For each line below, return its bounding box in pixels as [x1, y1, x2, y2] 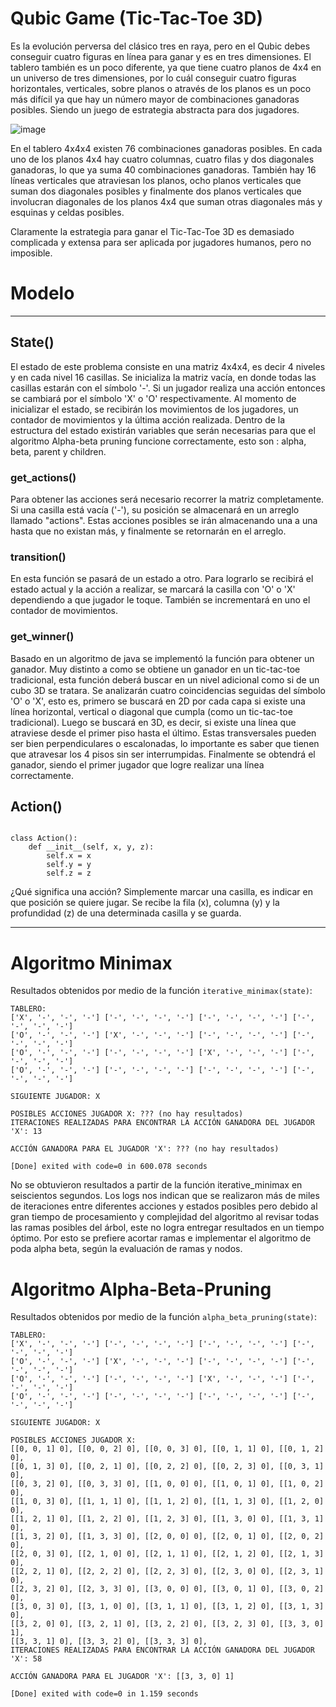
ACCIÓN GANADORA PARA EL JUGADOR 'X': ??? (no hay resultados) [10, 1144, 280, 1154]
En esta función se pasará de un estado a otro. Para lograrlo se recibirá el [10, 573, 314, 585]
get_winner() [10, 630, 75, 644]
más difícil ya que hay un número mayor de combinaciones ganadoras [10, 93, 300, 105]
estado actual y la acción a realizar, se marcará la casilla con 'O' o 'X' [10, 583, 296, 596]
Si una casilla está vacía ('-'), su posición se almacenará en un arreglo [10, 503, 300, 516]
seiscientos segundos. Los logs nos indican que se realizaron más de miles [10, 1190, 320, 1202]
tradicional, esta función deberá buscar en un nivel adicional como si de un [10, 673, 320, 686]
